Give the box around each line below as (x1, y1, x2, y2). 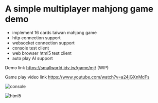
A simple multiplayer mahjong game (5, 3, 154, 15)
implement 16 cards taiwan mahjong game (12, 29, 97, 35)
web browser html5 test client (12, 50, 72, 56)
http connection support (12, 35, 61, 41)
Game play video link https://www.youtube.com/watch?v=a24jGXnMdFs (5, 74, 150, 80)
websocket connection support (12, 40, 75, 45)
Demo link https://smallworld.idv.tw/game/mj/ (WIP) (5, 64, 109, 71)
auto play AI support (12, 55, 53, 61)
